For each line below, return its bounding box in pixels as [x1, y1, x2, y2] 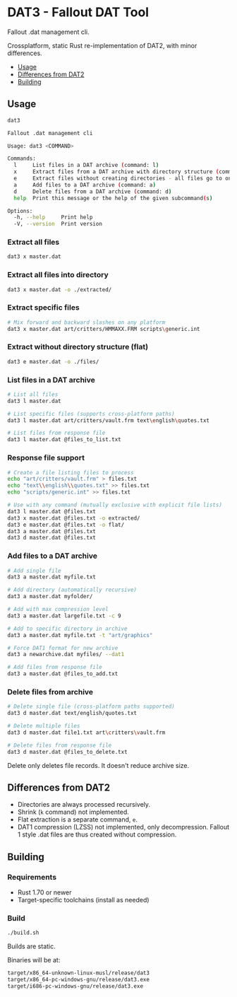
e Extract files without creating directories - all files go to [13, 175, 222, 182]
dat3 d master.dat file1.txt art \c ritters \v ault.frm [7, 729, 166, 736]
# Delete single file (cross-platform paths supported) [7, 703, 175, 711]
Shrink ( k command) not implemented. [17, 807, 129, 817]
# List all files [7, 390, 59, 398]
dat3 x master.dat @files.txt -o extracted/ [7, 514, 140, 522]
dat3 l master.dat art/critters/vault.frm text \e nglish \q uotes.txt [7, 416, 210, 424]
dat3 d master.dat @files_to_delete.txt [7, 748, 128, 755]
